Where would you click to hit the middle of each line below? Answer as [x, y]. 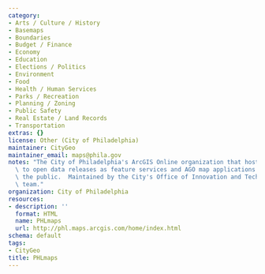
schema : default [35, 236]
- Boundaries [30, 38]
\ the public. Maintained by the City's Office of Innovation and [129, 177]
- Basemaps [26, 30]
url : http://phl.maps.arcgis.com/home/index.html [98, 229]
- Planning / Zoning [42, 103]
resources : [26, 199]
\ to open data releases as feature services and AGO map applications [136, 170]
